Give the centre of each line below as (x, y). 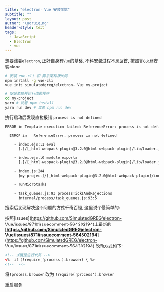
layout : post (18, 19)
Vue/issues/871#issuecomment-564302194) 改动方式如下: (64, 246)
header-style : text (25, 28)
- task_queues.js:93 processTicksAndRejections (63, 193)
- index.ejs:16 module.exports (46, 158)
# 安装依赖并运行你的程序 (27, 94)
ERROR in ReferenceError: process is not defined (63, 135)
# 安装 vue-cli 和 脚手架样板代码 (36, 76)
